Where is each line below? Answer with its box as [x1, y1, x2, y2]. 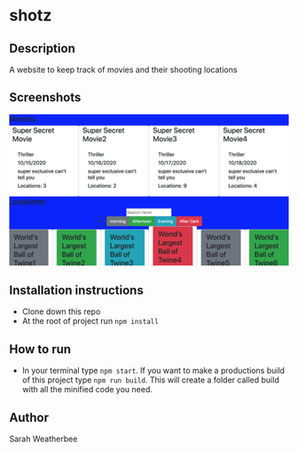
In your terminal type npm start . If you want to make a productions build [21, 366, 286, 376]
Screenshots [9, 90, 82, 105]
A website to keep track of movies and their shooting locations [9, 64, 238, 75]
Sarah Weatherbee [9, 433, 78, 444]
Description [9, 41, 75, 56]
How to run [9, 342, 72, 357]
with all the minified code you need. [21, 384, 153, 395]
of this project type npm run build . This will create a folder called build [21, 374, 279, 385]
